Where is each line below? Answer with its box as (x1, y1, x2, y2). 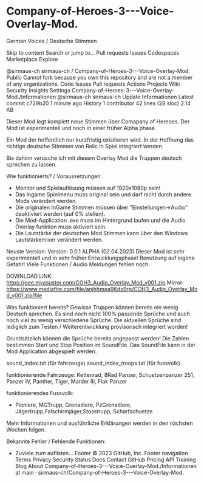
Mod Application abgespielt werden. (6, 348, 97, 355)
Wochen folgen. (6, 425, 46, 433)
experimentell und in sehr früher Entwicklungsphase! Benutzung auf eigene (6, 254, 195, 261)
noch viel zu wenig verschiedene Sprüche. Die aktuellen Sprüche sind (6, 316, 182, 323)
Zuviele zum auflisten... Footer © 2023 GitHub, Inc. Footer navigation (15, 449, 188, 456)
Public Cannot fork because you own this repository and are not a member (6, 74, 193, 81)
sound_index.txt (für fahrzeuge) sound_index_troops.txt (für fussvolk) (6, 359, 180, 367)
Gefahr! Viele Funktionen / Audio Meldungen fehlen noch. (6, 260, 151, 268)
